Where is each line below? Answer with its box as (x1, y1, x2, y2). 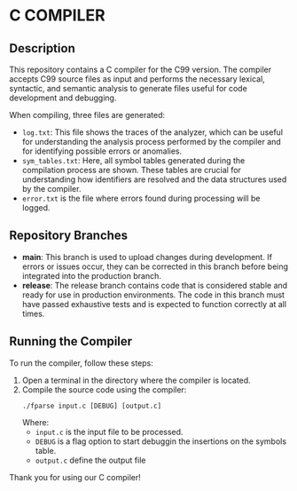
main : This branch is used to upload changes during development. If (21, 251, 273, 262)
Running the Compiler (9, 334, 133, 349)
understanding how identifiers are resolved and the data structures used (21, 174, 287, 185)
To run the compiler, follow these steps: (9, 357, 153, 368)
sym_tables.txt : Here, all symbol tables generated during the (21, 155, 246, 165)
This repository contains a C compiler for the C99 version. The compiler (9, 64, 272, 75)
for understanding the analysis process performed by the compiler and (21, 137, 281, 147)
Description (9, 41, 75, 56)
